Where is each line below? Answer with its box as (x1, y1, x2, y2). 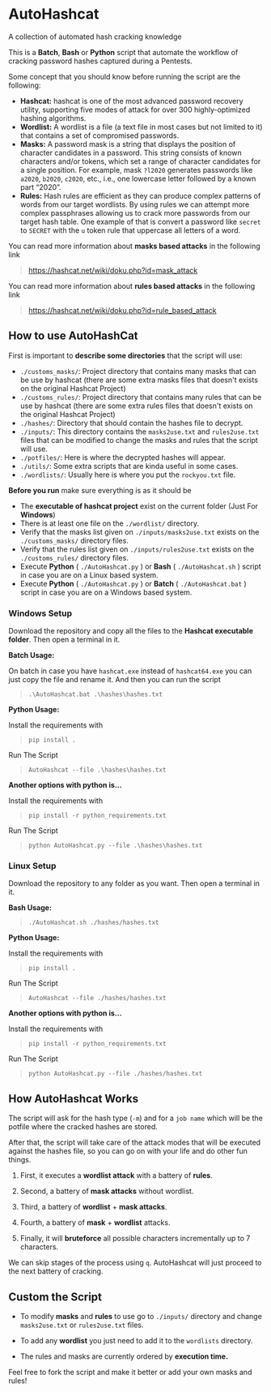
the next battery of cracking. (8, 1266, 104, 1276)
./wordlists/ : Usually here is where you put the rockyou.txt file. (19, 470, 236, 479)
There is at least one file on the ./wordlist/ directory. (19, 518, 200, 528)
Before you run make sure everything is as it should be (8, 485, 192, 495)
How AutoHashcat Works (8, 1092, 139, 1106)
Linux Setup (8, 860, 57, 871)
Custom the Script (8, 1290, 103, 1304)
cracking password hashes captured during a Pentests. (8, 56, 193, 66)
